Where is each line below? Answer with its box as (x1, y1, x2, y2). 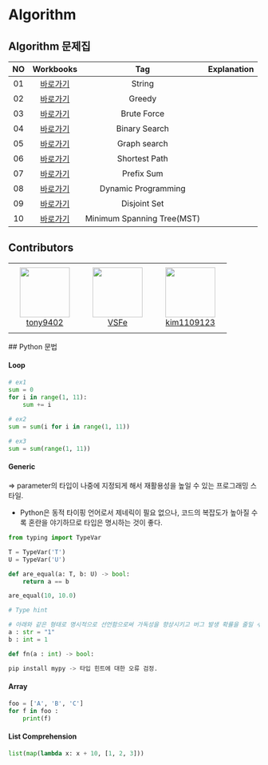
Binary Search (116, 123, 170, 133)
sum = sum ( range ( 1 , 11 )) (8, 445, 91, 453)
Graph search (116, 138, 169, 149)
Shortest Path (116, 153, 169, 164)
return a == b (22, 577, 69, 585)
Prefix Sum (122, 168, 164, 179)
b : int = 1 (8, 636, 48, 643)
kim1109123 (165, 317, 215, 329)
